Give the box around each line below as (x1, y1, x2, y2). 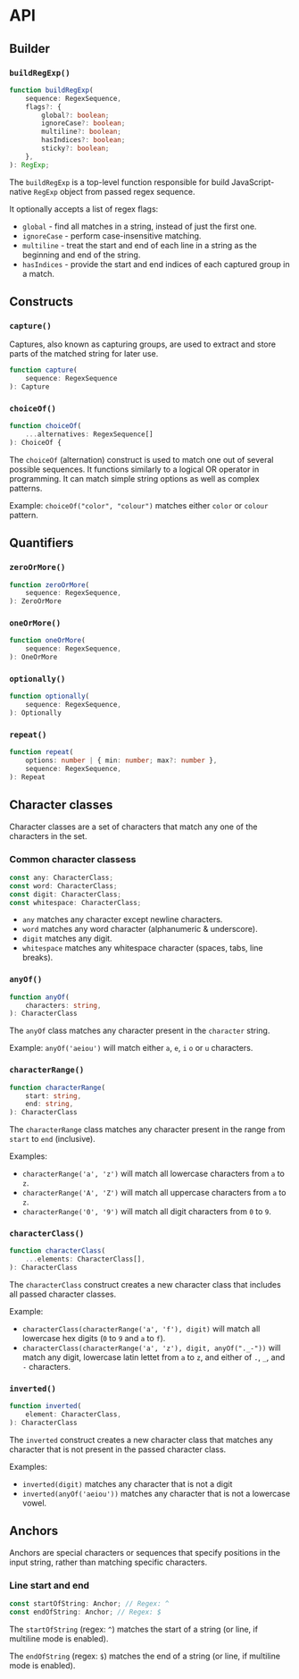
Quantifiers (9, 535, 74, 550)
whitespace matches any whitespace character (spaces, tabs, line (21, 943, 263, 953)
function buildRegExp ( (9, 86, 94, 95)
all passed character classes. (9, 1289, 117, 1300)
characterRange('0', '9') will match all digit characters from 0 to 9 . (21, 1206, 272, 1217)
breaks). (21, 953, 54, 963)
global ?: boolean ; (41, 111, 110, 120)
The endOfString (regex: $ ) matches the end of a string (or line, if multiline (9, 1650, 281, 1661)
